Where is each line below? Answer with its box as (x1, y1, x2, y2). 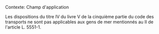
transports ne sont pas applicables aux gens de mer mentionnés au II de (5, 19, 154, 25)
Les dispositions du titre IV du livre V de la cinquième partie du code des (5, 14, 154, 19)
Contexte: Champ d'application (5, 4, 69, 10)
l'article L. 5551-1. (5, 24, 41, 30)
